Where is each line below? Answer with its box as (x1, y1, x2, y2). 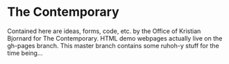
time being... (7, 49, 43, 57)
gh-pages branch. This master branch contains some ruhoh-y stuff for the (7, 41, 220, 50)
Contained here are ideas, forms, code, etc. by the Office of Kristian (7, 27, 201, 35)
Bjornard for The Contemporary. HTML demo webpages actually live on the (7, 34, 223, 42)
